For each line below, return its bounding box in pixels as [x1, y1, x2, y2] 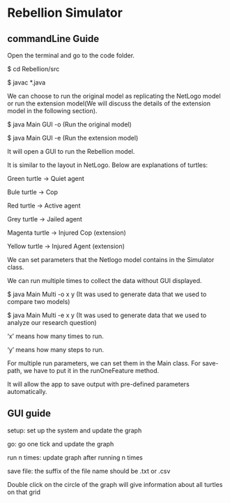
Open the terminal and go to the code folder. [7, 51, 135, 59]
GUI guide [7, 407, 51, 420]
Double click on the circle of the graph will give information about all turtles [7, 480, 223, 488]
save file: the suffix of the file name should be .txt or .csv [7, 467, 171, 475]
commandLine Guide [7, 33, 100, 45]
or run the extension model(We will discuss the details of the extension [7, 99, 211, 108]
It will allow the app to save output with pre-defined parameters [7, 380, 190, 388]
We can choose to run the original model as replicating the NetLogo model [7, 92, 221, 100]
